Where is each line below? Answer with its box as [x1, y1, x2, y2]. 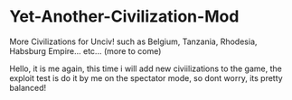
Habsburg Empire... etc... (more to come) [9, 45, 162, 56]
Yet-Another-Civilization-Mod [9, 6, 240, 27]
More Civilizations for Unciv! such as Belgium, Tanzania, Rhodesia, [9, 36, 258, 47]
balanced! [9, 82, 47, 93]
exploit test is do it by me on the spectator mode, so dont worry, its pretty [9, 72, 283, 83]
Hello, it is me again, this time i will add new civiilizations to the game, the [9, 63, 282, 74]
